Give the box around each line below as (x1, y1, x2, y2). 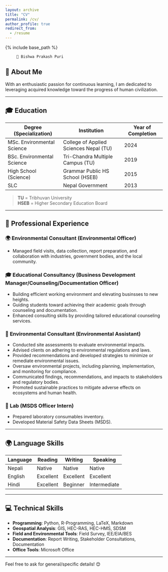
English (7, 473, 25, 480)
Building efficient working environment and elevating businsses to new (12, 291, 158, 297)
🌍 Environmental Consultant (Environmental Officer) (5, 235, 136, 242)
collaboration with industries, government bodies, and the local (12, 253, 142, 259)
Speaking (92, 456, 116, 464)
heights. (12, 296, 29, 302)
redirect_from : (5, 26, 37, 31)
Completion (128, 130, 156, 137)
